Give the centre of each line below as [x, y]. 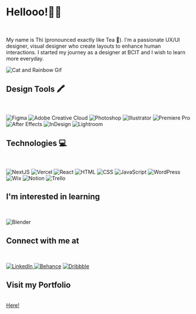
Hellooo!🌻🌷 [34, 12]
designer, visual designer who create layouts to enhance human [84, 46]
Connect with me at [43, 241]
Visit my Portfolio [39, 285]
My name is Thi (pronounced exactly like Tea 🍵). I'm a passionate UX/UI [93, 39]
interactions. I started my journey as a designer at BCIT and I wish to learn [96, 52]
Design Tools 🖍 [36, 89]
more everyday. [25, 58]
